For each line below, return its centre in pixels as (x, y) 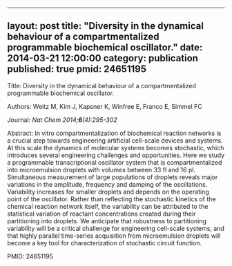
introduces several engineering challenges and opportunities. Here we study (116, 155)
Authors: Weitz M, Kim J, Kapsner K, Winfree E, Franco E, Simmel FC (105, 106)
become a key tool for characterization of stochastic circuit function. (105, 243)
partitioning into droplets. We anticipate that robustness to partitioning (107, 221)
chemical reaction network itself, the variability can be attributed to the (108, 206)
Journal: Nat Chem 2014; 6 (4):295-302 (62, 120)
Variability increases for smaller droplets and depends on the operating (108, 192)
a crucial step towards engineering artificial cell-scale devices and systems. (115, 140)
